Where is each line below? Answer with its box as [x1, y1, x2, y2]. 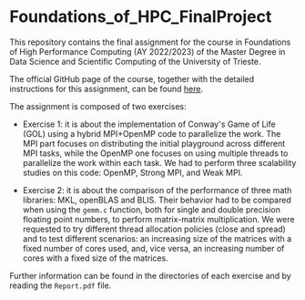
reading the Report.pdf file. [9, 280, 112, 291]
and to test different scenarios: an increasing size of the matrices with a [22, 233, 292, 243]
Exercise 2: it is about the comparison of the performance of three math [22, 184, 292, 195]
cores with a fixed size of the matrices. [22, 253, 168, 264]
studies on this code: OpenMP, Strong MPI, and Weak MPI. [22, 167, 243, 178]
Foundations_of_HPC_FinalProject [9, 6, 272, 27]
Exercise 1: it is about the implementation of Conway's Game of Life [22, 119, 276, 129]
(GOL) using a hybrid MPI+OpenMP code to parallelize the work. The [22, 128, 281, 139]
